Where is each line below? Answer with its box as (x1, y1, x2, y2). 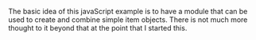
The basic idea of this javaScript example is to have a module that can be (8, 7, 248, 16)
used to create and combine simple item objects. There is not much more (8, 15, 248, 24)
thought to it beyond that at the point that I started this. (8, 24, 188, 32)
